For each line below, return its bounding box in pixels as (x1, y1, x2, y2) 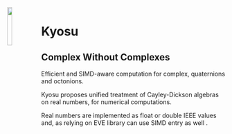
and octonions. (41, 77, 84, 85)
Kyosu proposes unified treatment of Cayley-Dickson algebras (41, 90, 220, 99)
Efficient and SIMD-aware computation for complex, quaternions (41, 69, 226, 78)
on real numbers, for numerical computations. (41, 98, 172, 106)
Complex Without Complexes (41, 51, 170, 63)
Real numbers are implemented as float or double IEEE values (41, 111, 217, 119)
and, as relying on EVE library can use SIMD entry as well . (41, 119, 208, 127)
